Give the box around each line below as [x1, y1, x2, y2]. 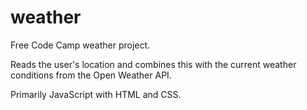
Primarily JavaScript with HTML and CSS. [10, 88, 182, 100]
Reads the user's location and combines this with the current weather [10, 58, 297, 70]
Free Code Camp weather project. [10, 39, 151, 51]
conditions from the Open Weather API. [10, 69, 172, 81]
